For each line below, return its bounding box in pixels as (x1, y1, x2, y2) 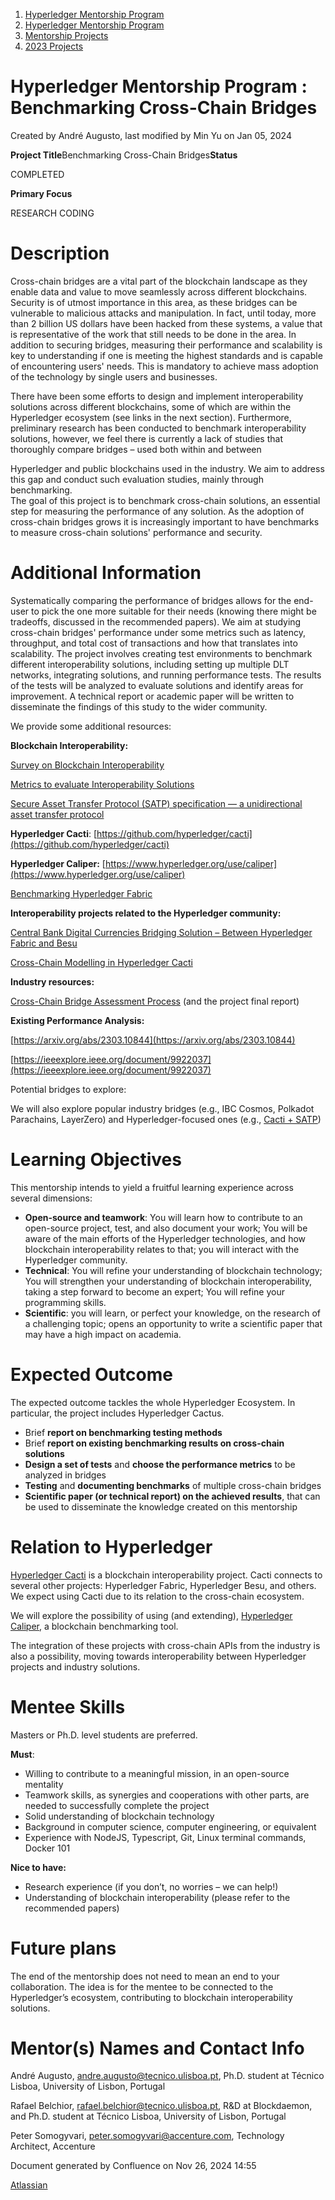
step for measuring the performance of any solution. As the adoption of (10, 505, 305, 517)
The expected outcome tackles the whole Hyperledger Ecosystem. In (10, 1396, 296, 1408)
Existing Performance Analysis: (10, 1014, 145, 1026)
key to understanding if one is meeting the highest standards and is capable (10, 349, 323, 361)
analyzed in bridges (24, 1469, 107, 1481)
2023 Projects (24, 40, 84, 52)
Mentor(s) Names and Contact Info (10, 2037, 305, 2059)
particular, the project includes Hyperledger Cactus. (10, 1407, 225, 1419)
